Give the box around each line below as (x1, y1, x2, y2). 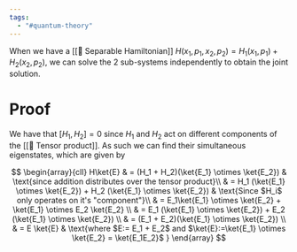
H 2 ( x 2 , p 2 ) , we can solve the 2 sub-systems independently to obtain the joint (9, 57, 289, 70)
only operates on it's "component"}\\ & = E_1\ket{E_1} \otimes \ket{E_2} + (16, 195, 282, 205)
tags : (9, 12, 29, 22)
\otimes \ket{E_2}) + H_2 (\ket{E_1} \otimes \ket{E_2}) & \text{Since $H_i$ (15, 185, 283, 195)
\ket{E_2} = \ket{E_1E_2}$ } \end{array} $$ (72, 232, 226, 243)
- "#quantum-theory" (17, 21, 93, 30)
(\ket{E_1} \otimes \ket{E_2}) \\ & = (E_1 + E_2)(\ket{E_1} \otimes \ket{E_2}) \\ (12, 213, 286, 224)
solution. (9, 68, 42, 80)
